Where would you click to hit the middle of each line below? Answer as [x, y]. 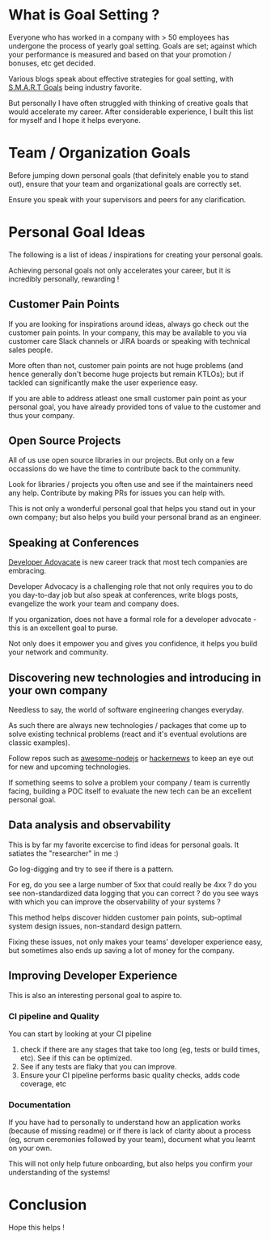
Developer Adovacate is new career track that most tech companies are [128, 562]
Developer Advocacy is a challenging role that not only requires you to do [131, 586]
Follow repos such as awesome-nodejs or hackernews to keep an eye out [131, 759]
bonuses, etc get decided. [52, 63]
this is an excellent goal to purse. [64, 628]
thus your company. [42, 415]
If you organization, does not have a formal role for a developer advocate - [133, 620]
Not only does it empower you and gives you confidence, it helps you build [133, 644]
